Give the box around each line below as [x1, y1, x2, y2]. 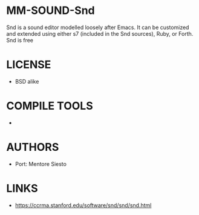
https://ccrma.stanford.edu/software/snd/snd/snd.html [15, 201, 152, 209]
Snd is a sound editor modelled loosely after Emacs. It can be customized [6, 24, 189, 31]
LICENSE [6, 58, 51, 71]
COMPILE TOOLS [6, 99, 93, 113]
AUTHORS [6, 141, 59, 154]
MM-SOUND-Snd [6, 4, 95, 18]
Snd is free [6, 36, 34, 44]
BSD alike [15, 78, 39, 85]
